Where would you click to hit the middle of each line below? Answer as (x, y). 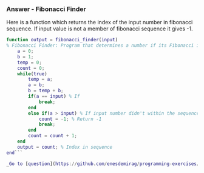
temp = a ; (40, 80)
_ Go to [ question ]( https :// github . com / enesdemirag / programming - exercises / (103, 164)
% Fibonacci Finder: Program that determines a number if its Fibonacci (100, 46)
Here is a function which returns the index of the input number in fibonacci (100, 22)
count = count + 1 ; (53, 136)
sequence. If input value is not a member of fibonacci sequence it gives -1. (100, 29)
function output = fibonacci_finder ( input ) (62, 40)
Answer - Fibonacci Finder (46, 9)
